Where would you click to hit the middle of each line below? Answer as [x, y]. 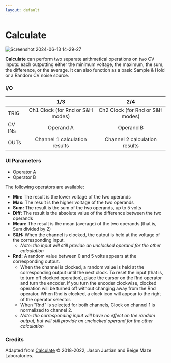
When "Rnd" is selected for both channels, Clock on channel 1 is [88, 305]
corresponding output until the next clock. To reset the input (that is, [92, 273]
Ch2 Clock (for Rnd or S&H [131, 110]
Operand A [61, 127]
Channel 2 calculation [131, 139]
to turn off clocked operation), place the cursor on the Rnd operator [91, 278]
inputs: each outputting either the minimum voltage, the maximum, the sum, [84, 64]
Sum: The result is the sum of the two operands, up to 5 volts [77, 208]
